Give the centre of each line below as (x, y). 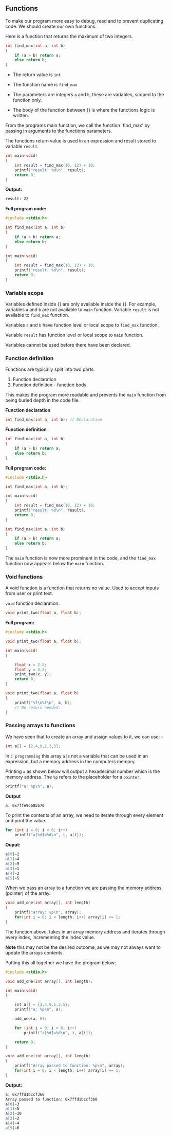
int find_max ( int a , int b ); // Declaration (54, 420)
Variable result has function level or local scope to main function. (74, 335)
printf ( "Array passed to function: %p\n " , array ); (70, 1066)
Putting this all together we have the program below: (61, 962)
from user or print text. (29, 593)
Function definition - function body (50, 385)
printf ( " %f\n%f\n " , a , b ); (43, 702)
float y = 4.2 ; (31, 670)
